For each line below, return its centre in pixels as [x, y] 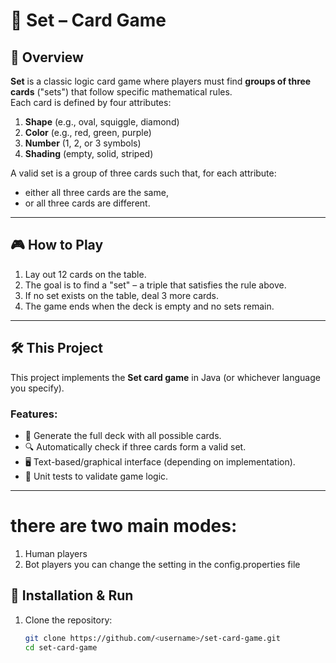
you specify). [37, 388]
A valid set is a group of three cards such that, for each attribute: [143, 173]
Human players [56, 553]
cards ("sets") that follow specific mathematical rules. [121, 92]
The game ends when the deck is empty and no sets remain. [149, 306]
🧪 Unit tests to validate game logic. [96, 476]
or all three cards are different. [87, 203]
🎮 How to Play [57, 245]
